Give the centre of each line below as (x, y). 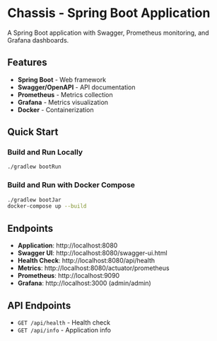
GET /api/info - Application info (64, 330)
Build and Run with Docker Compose (71, 185)
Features (27, 63)
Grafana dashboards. (38, 40)
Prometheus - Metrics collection (65, 94)
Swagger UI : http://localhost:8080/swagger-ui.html (92, 253)
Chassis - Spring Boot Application (109, 13)
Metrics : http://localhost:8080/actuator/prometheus (93, 268)
